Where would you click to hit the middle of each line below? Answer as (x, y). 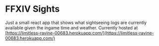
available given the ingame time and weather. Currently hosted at (72, 27)
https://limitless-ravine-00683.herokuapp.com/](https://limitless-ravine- (80, 33)
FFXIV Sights (32, 9)
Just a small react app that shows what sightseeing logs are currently (76, 23)
